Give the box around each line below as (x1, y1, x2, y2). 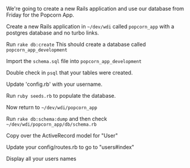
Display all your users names (6, 155, 77, 162)
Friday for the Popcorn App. (6, 11, 74, 18)
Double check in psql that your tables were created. (6, 69, 133, 76)
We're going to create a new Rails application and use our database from (6, 5, 184, 12)
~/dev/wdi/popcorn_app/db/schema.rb (6, 122, 97, 127)
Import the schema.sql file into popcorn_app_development (6, 58, 142, 64)
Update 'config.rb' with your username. (6, 80, 103, 88)
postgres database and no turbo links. (6, 29, 99, 36)
